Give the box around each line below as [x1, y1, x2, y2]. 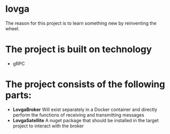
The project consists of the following [5, 79, 165, 90]
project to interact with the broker [12, 123, 84, 129]
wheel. [5, 25, 20, 31]
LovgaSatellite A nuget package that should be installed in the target [12, 117, 159, 123]
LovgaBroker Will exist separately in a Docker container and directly [12, 106, 158, 112]
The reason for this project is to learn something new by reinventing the [5, 20, 157, 26]
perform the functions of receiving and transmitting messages [12, 111, 145, 118]
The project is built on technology [5, 44, 152, 55]
